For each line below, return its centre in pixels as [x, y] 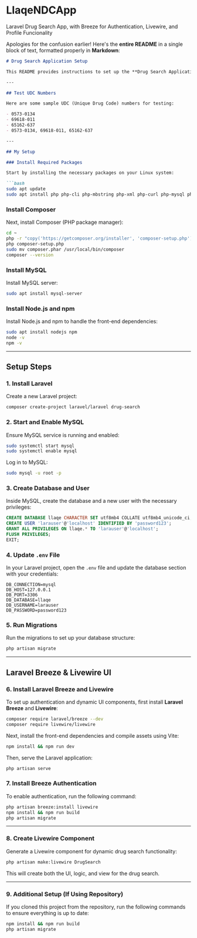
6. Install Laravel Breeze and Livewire [60, 689]
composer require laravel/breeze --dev [55, 719]
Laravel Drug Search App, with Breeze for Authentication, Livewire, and [92, 26]
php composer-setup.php [35, 244]
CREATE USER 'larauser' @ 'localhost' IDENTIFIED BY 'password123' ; [89, 523]
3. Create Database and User [48, 488]
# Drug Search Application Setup [47, 61]
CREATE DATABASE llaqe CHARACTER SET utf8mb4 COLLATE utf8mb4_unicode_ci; [99, 518]
